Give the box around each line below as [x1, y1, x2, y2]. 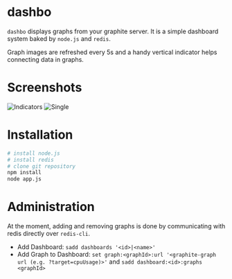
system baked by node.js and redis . [7, 34, 111, 42]
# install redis [7, 156, 54, 163]
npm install [7, 169, 42, 176]
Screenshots [7, 80, 82, 96]
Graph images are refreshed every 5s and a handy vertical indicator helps [7, 48, 217, 56]
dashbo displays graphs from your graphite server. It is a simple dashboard [7, 27, 219, 35]
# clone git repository [7, 162, 76, 170]
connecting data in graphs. [7, 55, 84, 63]
